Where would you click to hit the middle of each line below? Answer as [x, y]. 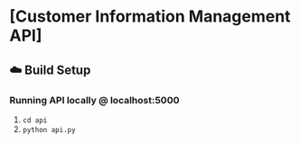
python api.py [49, 130]
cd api [35, 120]
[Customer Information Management [150, 17]
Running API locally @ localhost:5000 [94, 100]
